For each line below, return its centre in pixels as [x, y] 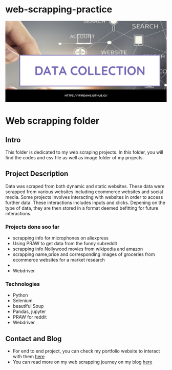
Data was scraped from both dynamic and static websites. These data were [85, 186]
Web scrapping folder [52, 121]
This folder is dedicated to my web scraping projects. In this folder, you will [84, 152]
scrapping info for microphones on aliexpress [61, 238]
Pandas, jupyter [29, 311]
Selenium [23, 301]
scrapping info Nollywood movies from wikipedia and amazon [78, 249]
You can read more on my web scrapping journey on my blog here [82, 362]
